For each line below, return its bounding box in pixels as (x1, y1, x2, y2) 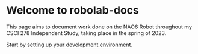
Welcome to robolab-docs (6, 4, 140, 17)
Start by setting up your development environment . (6, 41, 133, 48)
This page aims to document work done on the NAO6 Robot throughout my (6, 23, 193, 30)
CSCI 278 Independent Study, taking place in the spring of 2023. (6, 29, 167, 36)
